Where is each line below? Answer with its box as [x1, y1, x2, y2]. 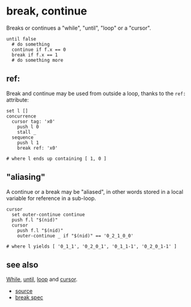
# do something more [11, 57, 63, 63]
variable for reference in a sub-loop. [6, 194, 97, 202]
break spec [15, 294, 44, 301]
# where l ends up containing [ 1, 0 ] [6, 156, 107, 162]
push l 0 [17, 124, 39, 130]
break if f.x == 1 [11, 51, 59, 58]
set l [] [6, 108, 28, 114]
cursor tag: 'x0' [11, 118, 56, 125]
